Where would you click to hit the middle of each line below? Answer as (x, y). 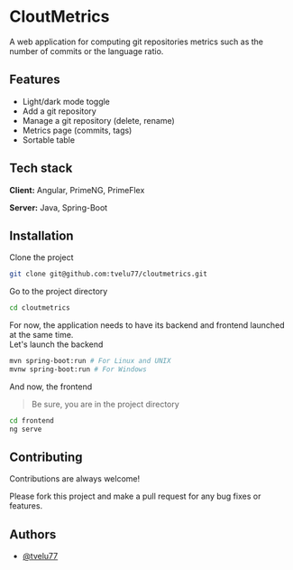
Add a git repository (59, 111)
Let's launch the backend (56, 344)
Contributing (46, 458)
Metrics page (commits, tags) (77, 130)
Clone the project (41, 257)
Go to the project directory (59, 292)
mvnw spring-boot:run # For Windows (78, 369)
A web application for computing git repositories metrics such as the (137, 42)
